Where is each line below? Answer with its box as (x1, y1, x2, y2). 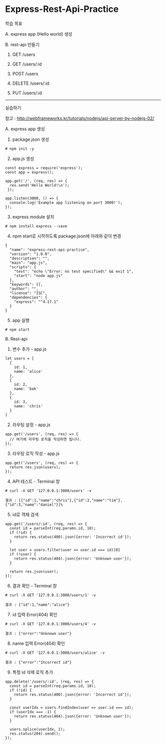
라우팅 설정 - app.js (12, 421, 51, 427)
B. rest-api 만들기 (5, 41, 40, 48)
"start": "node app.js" (14, 273, 63, 278)
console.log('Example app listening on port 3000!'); (9, 200, 123, 205)
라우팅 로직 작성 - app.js (12, 450, 60, 457)
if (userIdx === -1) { (9, 709, 56, 714)
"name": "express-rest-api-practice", (9, 247, 90, 252)
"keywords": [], (9, 282, 43, 287)
